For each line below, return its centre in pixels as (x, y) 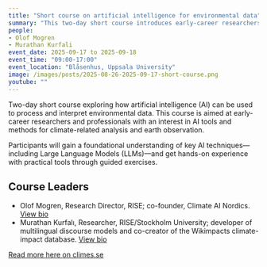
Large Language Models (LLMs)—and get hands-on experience (144, 153)
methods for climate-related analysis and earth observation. (106, 130)
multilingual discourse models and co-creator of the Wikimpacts (125, 231)
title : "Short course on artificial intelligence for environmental (124, 15)
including (23, 153)
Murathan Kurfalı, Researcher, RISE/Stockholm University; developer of (136, 223)
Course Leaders (49, 187)
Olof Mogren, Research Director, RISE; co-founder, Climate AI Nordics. (135, 206)
